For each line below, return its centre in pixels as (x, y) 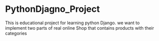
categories (16, 33)
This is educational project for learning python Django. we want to (73, 23)
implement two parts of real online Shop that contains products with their (80, 28)
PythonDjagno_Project (53, 9)
